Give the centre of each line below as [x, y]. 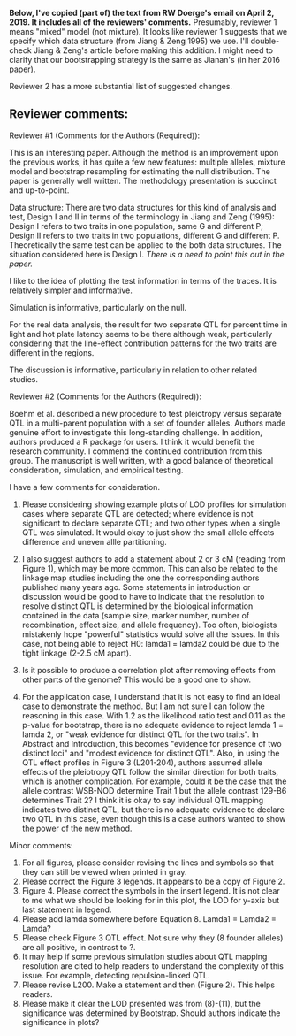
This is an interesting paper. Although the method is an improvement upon [144, 152]
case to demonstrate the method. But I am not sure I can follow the [143, 706]
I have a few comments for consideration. [85, 487]
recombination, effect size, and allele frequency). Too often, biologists [149, 625]
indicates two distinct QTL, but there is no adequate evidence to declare [153, 810]
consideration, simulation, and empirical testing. [96, 470]
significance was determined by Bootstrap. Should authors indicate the [151, 1013]
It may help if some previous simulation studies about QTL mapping [144, 956]
